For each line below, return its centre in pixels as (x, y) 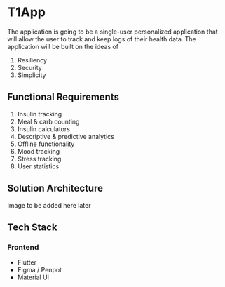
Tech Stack (32, 227)
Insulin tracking (40, 114)
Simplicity (32, 75)
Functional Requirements (63, 97)
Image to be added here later (49, 205)
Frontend (23, 247)
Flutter (27, 262)
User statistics (38, 166)
